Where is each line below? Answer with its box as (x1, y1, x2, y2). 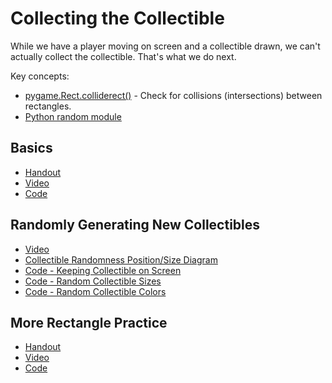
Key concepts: (10, 70, 70, 82)
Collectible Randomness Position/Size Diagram (24, 253, 218, 266)
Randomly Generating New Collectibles (10, 217, 261, 234)
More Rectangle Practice (10, 314, 168, 331)
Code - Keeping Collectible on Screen (24, 264, 182, 276)
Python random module (24, 110, 122, 122)
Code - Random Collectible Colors (24, 285, 167, 297)
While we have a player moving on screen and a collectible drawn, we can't (10, 40, 321, 52)
